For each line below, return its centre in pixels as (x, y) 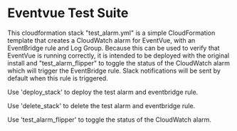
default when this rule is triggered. (58, 78)
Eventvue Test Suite (68, 13)
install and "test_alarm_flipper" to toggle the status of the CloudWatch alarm (118, 63)
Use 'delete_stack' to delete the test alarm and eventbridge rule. (101, 105)
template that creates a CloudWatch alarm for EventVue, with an (101, 40)
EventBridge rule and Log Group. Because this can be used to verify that (114, 48)
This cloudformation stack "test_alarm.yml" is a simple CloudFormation (111, 33)
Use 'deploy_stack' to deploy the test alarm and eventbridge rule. (103, 92)
